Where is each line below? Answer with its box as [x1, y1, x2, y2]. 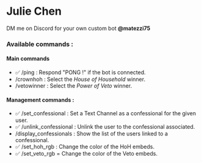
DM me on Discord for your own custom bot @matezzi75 [6, 25, 151, 32]
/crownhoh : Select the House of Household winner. [15, 75, 145, 83]
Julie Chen [6, 4, 62, 18]
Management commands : [6, 96, 74, 104]
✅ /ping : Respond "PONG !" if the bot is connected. [15, 69, 146, 76]
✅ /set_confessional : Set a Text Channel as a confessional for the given [15, 110, 197, 117]
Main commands [6, 55, 50, 63]
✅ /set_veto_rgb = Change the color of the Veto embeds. [15, 150, 157, 157]
